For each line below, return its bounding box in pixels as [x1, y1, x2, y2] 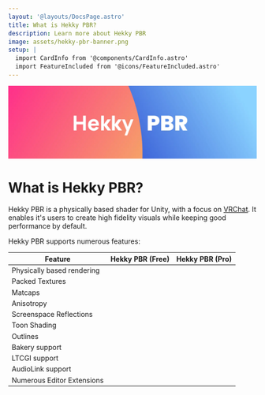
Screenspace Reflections [11, 310, 93, 319]
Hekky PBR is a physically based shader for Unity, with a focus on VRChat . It [8, 205, 256, 214]
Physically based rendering [11, 266, 100, 275]
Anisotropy [11, 298, 47, 307]
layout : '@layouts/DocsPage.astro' [8, 13, 125, 20]
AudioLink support [11, 364, 72, 374]
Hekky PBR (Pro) [176, 254, 233, 263]
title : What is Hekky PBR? [8, 20, 97, 29]
